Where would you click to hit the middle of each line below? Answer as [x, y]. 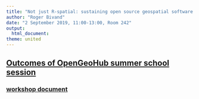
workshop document [37, 90]
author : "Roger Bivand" [36, 17]
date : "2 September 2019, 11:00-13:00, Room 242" [69, 23]
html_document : [30, 34]
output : [16, 28]
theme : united [24, 39]
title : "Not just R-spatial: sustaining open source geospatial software [100, 12]
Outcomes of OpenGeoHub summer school [88, 63]
